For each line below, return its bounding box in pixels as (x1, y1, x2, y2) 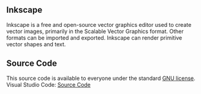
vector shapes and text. (6, 40, 66, 48)
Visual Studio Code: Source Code (6, 81, 91, 88)
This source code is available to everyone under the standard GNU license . (6, 74, 196, 82)
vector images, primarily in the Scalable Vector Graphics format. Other (6, 27, 184, 35)
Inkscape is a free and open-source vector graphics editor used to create (6, 21, 192, 28)
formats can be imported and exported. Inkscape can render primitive (6, 34, 183, 42)
